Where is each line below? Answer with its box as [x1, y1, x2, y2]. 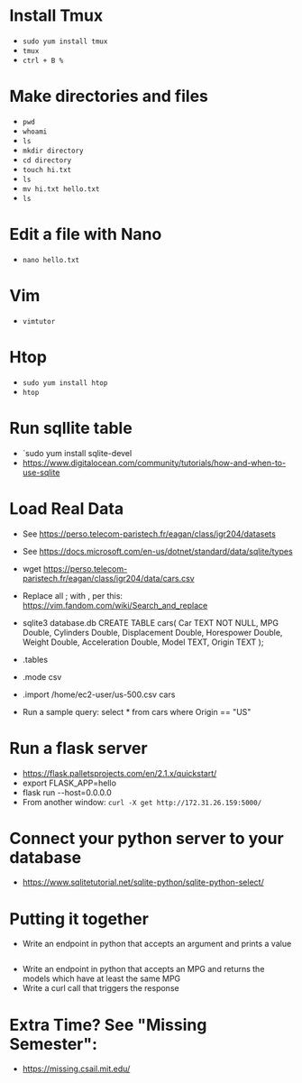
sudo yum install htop [22, 378, 108, 388]
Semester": [9, 1033, 97, 1054]
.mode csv [22, 671, 62, 682]
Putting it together [9, 908, 149, 929]
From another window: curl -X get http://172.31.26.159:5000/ [22, 796, 262, 807]
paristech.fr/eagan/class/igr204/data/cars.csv [22, 573, 196, 583]
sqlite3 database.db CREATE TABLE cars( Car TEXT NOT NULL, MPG [22, 617, 279, 628]
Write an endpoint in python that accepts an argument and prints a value [22, 939, 292, 950]
